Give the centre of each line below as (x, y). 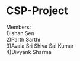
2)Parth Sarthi (23, 39)
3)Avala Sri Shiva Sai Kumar (40, 46)
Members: (19, 27)
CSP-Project (37, 11)
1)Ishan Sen (20, 33)
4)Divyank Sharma (29, 52)
